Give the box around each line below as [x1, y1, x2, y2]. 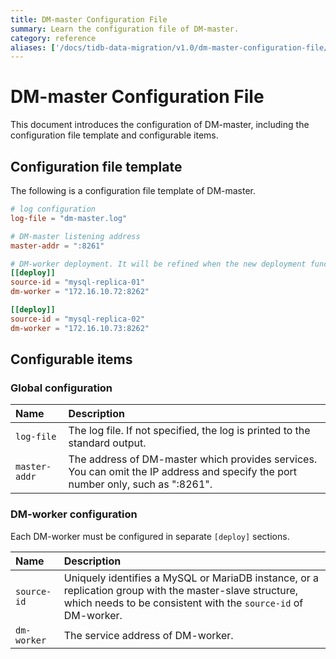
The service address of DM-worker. [63, 628, 234, 642]
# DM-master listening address [10, 231, 141, 241]
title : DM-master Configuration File [10, 14, 168, 25]
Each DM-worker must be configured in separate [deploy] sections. [10, 530, 290, 542]
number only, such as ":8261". [68, 477, 213, 491]
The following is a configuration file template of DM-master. [10, 185, 257, 196]
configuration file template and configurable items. [10, 129, 219, 141]
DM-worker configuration [10, 507, 138, 521]
